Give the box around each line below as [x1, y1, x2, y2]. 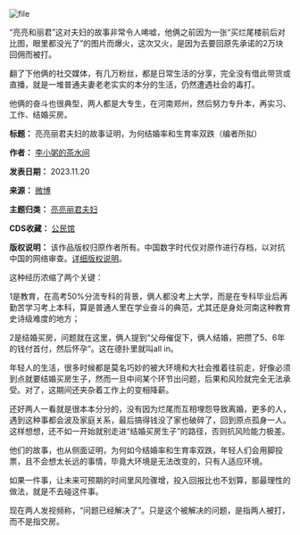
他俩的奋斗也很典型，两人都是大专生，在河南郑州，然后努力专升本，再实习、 [9, 98, 291, 109]
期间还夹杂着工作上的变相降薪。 [55, 384, 174, 395]
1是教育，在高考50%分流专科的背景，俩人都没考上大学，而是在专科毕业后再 [9, 291, 288, 301]
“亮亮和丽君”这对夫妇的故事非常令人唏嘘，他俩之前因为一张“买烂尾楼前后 [9, 27, 279, 37]
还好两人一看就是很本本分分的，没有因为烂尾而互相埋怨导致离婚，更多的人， [9, 404, 291, 414]
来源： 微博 [9, 185, 51, 195]
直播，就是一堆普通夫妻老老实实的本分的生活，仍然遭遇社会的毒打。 [9, 79, 260, 89]
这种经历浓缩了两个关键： [9, 272, 104, 283]
